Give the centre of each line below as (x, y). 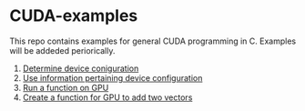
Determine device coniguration (81, 68)
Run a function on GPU (66, 87)
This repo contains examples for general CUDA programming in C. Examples (153, 41)
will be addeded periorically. (62, 50)
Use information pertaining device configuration (112, 77)
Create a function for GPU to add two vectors (107, 97)
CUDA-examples (74, 16)
